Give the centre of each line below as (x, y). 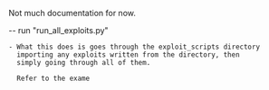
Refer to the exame (53, 78)
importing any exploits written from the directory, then (129, 55)
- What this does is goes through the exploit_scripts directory (134, 47)
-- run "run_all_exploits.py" (59, 30)
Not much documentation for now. (72, 13)
